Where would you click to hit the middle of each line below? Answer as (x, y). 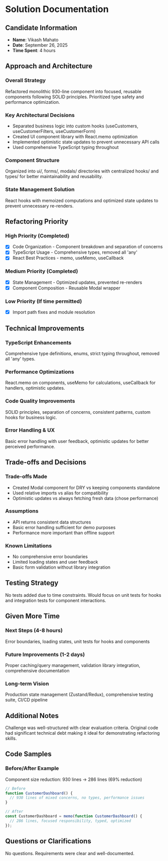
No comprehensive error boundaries (50, 557)
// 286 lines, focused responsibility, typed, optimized (70, 821)
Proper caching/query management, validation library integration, (73, 665)
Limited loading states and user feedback (55, 562)
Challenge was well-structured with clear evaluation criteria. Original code (82, 728)
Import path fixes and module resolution (54, 312)
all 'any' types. (20, 359)
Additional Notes (32, 716)
